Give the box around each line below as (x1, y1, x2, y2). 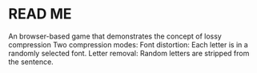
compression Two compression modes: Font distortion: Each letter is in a (8, 39, 248, 49)
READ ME (8, 5, 72, 23)
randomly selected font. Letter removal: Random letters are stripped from (8, 48, 250, 58)
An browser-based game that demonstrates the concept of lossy (8, 31, 222, 41)
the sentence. (8, 57, 54, 67)
